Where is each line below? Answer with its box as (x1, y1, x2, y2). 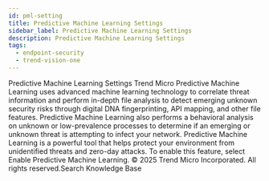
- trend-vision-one (15, 57, 81, 65)
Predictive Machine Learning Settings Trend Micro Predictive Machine (8, 78, 240, 88)
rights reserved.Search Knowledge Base (8, 163, 142, 173)
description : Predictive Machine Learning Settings (8, 34, 185, 42)
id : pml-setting (8, 11, 63, 20)
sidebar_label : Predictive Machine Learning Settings (8, 26, 193, 34)
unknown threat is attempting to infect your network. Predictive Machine (8, 129, 247, 139)
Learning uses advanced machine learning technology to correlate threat (8, 86, 250, 96)
